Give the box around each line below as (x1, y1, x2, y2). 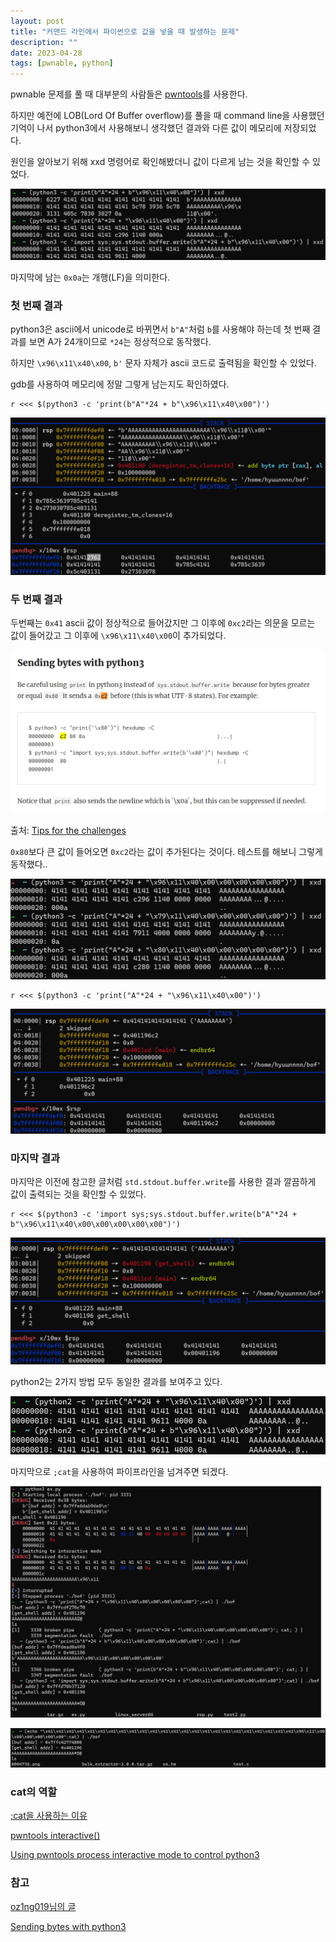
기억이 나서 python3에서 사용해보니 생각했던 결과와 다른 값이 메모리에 (10, 122, 282, 134)
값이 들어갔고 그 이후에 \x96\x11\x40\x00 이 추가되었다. (10, 630, 227, 642)
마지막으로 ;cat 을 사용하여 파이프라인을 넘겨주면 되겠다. (10, 1466, 229, 1478)
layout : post (10, 16, 65, 26)
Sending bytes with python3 (10, 1920, 127, 1932)
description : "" (10, 37, 78, 47)
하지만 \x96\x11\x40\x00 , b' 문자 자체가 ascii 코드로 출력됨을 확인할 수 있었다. (10, 357, 317, 369)
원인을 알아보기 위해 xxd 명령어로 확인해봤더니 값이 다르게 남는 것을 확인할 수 (10, 156, 311, 168)
